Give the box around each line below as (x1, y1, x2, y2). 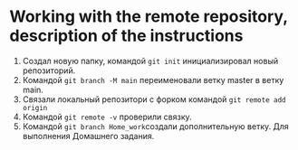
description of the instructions (9, 25, 244, 46)
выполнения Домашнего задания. (22, 130, 155, 141)
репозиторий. (22, 65, 76, 76)
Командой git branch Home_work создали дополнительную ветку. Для (22, 120, 289, 132)
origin (22, 103, 48, 112)
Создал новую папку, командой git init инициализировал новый (22, 55, 279, 66)
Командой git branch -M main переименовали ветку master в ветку (22, 74, 284, 85)
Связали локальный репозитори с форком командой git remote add (22, 93, 286, 105)
